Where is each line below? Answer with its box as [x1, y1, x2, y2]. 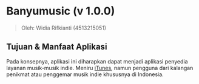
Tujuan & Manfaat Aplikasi [6, 42, 107, 52]
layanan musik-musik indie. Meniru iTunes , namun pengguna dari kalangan [6, 64, 194, 71]
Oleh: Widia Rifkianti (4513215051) [21, 24, 107, 31]
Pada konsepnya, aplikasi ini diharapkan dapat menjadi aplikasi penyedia [6, 57, 188, 65]
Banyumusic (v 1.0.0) [6, 4, 115, 18]
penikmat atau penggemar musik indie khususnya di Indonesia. [6, 71, 164, 78]
